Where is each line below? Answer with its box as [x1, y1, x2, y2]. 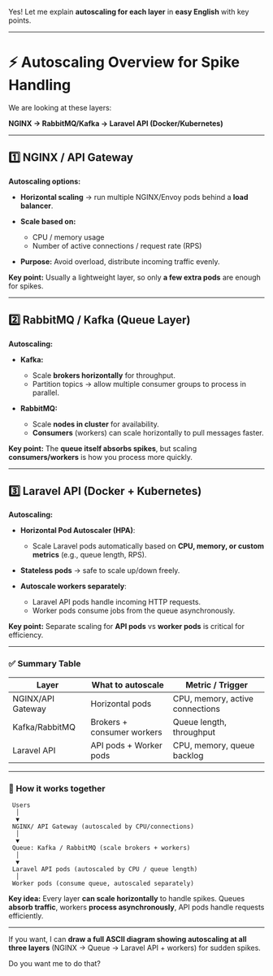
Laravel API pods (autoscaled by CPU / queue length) [11, 865, 198, 873]
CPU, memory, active [172, 692, 254, 704]
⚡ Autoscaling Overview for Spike [8, 53, 240, 72]
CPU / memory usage [32, 232, 105, 242]
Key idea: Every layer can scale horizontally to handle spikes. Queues [8, 893, 245, 903]
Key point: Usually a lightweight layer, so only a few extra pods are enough [8, 272, 262, 282]
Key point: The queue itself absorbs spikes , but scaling [8, 443, 197, 453]
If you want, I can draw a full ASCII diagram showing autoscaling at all [8, 934, 247, 943]
